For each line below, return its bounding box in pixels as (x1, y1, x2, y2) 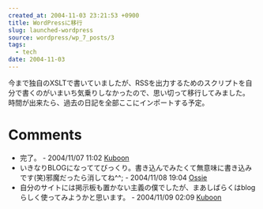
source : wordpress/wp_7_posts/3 (8, 33, 115, 42)
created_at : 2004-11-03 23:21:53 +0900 (8, 11, 140, 20)
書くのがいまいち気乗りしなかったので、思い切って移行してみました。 (21, 88, 250, 97)
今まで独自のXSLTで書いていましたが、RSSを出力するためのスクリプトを (8, 78, 246, 88)
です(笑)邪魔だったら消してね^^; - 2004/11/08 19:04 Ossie (19, 173, 208, 182)
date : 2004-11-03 (8, 56, 66, 64)
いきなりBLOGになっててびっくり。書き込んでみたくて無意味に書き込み (19, 162, 253, 172)
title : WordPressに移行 (8, 19, 83, 27)
